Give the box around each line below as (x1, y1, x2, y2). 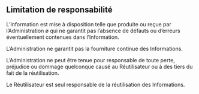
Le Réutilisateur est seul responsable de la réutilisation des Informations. (6, 81, 185, 88)
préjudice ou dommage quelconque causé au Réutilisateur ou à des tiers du (6, 63, 193, 70)
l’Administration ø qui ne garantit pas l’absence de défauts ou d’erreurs (6, 27, 181, 34)
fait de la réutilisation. (6, 69, 59, 77)
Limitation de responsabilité (6, 5, 113, 15)
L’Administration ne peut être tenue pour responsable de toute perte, (6, 56, 176, 63)
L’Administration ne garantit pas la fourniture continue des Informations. (6, 45, 183, 52)
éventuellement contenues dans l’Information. (6, 33, 119, 41)
